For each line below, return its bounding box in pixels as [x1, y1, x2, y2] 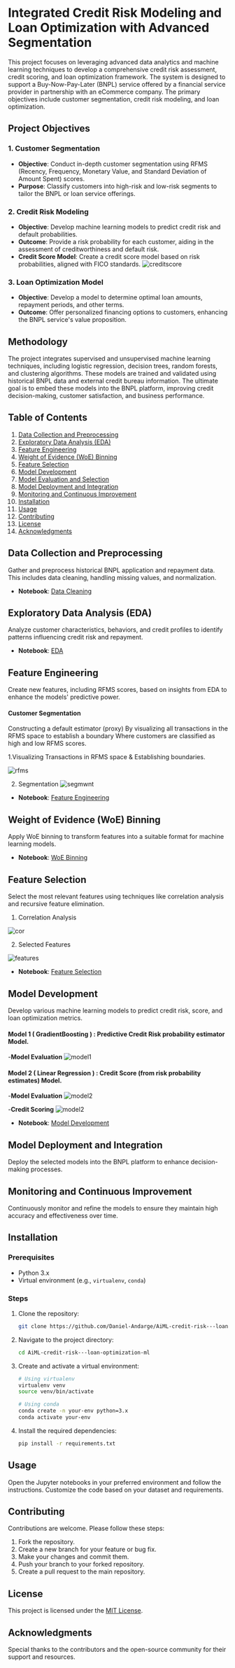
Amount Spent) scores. [17, 174, 85, 183]
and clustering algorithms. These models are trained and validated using [8, 369, 217, 378]
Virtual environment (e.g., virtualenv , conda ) [17, 1275, 146, 1285]
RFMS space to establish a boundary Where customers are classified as [8, 732, 215, 740]
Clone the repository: [17, 1309, 80, 1317]
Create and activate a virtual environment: [17, 1362, 139, 1370]
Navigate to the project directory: [17, 1335, 114, 1344]
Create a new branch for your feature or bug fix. [17, 1545, 157, 1554]
